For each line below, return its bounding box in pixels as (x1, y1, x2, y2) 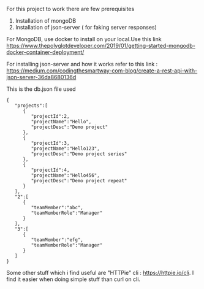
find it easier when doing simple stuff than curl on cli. (6, 276, 141, 283)
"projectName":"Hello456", (31, 172, 100, 179)
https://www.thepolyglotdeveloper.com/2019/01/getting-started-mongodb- (6, 42, 196, 49)
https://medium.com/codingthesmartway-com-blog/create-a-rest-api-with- (6, 67, 198, 74)
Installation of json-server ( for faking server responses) (15, 24, 157, 31)
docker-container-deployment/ (6, 48, 85, 56)
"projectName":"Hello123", (31, 145, 100, 152)
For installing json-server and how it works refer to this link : (6, 61, 158, 67)
